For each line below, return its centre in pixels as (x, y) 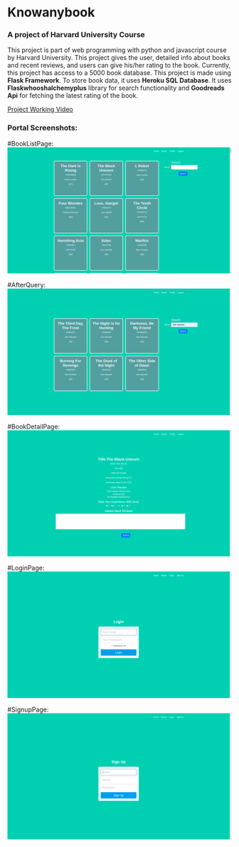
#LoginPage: (26, 568)
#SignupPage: (28, 709)
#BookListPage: (31, 143)
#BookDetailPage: (34, 426)
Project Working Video (40, 109)
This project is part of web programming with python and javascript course (117, 50)
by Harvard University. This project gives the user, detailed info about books (119, 58)
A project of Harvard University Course (76, 35)
